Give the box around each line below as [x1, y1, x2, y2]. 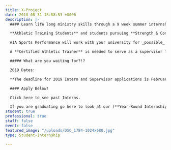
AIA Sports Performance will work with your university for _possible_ [10, 40, 165, 45]
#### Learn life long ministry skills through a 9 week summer [10, 21, 147, 27]
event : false [5, 123, 33, 128]
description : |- [5, 17, 40, 22]
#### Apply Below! [10, 86, 49, 91]
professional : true [5, 114, 47, 119]
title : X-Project [5, 7, 42, 13]
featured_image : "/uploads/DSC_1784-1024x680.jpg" [5, 128, 115, 133]
